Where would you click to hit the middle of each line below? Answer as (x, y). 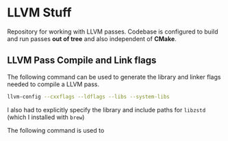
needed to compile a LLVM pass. (53, 84)
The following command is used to (56, 130)
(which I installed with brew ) (46, 117)
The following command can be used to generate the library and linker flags (114, 77)
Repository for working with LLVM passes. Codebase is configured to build (113, 31)
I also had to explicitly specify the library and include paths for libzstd (106, 110)
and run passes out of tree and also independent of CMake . (92, 38)
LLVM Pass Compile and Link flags (82, 61)
